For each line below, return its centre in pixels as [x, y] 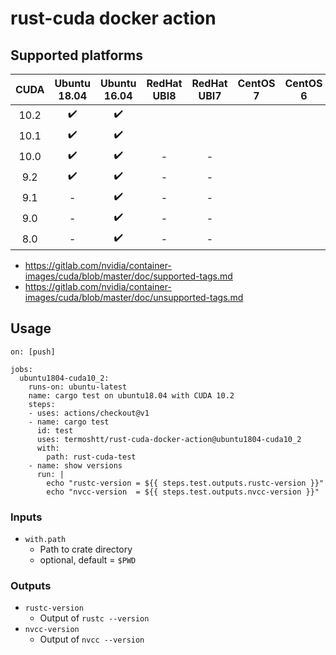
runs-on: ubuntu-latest [78, 387]
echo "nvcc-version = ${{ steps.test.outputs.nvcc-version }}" [183, 492]
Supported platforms [76, 55]
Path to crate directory [86, 549]
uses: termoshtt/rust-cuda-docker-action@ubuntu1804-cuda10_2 [169, 439]
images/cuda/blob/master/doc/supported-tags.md [128, 276]
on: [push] [33, 352]
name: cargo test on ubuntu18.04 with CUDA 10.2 [131, 395]
